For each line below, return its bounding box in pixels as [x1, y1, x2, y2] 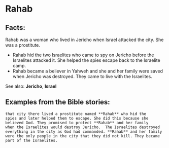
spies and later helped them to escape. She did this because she [5, 116, 149, 121]
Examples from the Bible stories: [5, 98, 110, 106]
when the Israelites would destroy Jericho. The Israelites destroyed [5, 125, 160, 130]
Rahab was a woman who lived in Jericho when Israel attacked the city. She [5, 36, 164, 43]
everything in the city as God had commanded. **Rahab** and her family [5, 129, 162, 134]
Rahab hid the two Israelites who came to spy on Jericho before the [12, 52, 154, 58]
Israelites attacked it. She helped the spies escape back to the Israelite [12, 57, 161, 63]
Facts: [5, 23, 25, 32]
